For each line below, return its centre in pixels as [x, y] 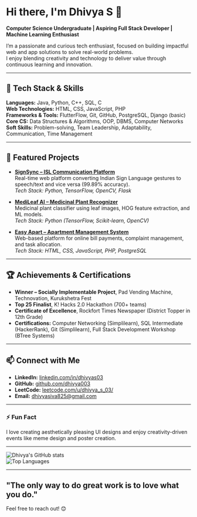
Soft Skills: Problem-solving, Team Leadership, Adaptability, [79, 127]
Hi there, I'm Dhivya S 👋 [64, 12]
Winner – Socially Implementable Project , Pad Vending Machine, [94, 292]
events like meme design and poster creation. [61, 438]
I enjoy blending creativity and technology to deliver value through [86, 58]
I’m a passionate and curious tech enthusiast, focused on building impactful [97, 46]
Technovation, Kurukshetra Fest [53, 298]
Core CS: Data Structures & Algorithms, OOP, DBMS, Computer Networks [95, 121]
